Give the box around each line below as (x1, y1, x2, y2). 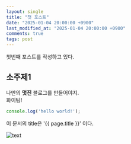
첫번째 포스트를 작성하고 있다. (6, 53, 75, 60)
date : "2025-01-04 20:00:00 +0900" (6, 20, 94, 25)
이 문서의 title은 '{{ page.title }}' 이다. (6, 120, 94, 127)
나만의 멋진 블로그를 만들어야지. (6, 89, 79, 96)
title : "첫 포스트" (6, 14, 49, 20)
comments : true (6, 31, 44, 37)
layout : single (6, 8, 44, 15)
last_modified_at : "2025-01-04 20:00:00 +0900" (6, 25, 126, 31)
